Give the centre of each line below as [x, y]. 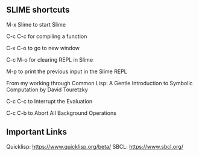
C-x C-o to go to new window [43, 48]
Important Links [37, 132]
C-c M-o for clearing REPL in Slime [50, 59]
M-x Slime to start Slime [36, 24]
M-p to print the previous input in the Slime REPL [67, 71]
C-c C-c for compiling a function [47, 36]
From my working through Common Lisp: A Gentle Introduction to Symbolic [99, 83]
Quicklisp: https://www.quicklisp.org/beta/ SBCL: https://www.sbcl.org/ [95, 146]
